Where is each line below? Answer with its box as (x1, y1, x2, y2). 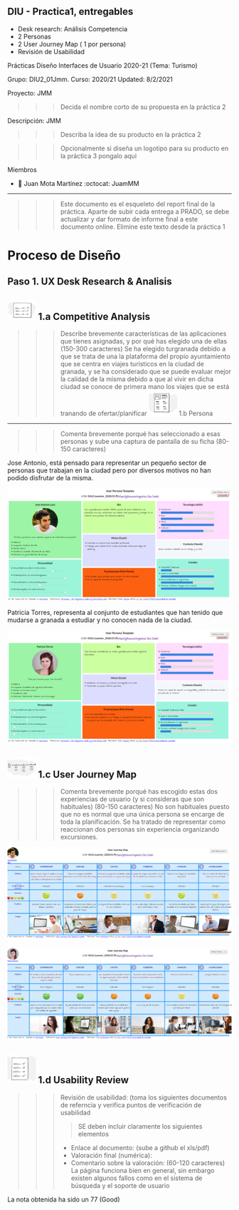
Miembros (7, 165, 37, 174)
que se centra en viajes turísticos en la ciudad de (60, 360, 204, 368)
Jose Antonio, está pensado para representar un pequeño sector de (7, 459, 207, 467)
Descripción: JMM (7, 116, 62, 125)
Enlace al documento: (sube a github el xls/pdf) (70, 1143, 210, 1152)
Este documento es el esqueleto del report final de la (60, 200, 216, 208)
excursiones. (60, 832, 98, 841)
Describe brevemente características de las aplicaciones (60, 329, 227, 338)
